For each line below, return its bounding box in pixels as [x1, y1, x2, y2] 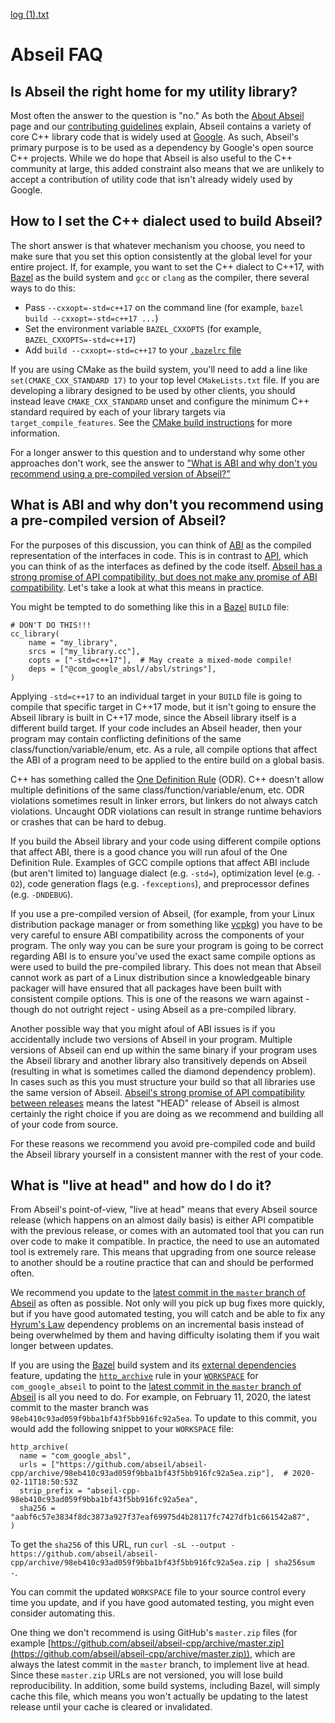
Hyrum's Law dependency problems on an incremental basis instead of [10, 1319, 305, 1331]
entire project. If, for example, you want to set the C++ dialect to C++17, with [10, 260, 325, 273]
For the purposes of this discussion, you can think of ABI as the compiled [10, 539, 312, 551]
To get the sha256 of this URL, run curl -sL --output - [10, 1539, 236, 1551]
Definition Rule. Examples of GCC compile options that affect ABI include [10, 856, 310, 868]
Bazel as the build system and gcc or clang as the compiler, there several [10, 271, 310, 283]
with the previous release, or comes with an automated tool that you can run [10, 1225, 325, 1237]
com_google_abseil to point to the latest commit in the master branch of [10, 1380, 302, 1393]
